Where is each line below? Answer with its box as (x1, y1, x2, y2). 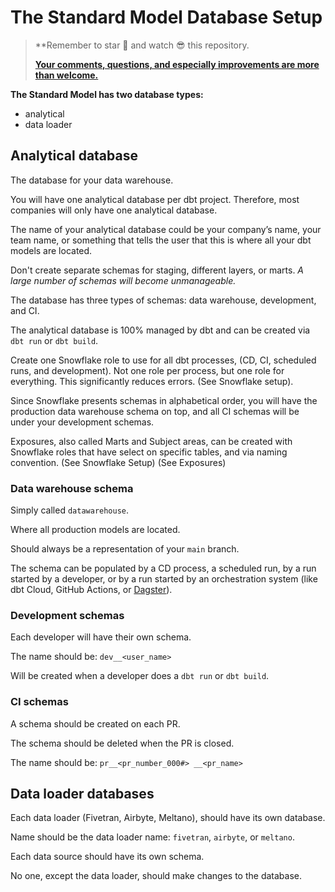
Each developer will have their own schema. (10, 631, 192, 643)
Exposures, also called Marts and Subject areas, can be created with (10, 435, 293, 447)
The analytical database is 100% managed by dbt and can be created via (10, 324, 311, 336)
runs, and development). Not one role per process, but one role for (10, 364, 285, 376)
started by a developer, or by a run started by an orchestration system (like (10, 573, 318, 585)
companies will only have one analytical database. (10, 204, 218, 216)
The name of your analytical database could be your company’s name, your (10, 223, 322, 235)
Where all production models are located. (10, 524, 181, 536)
